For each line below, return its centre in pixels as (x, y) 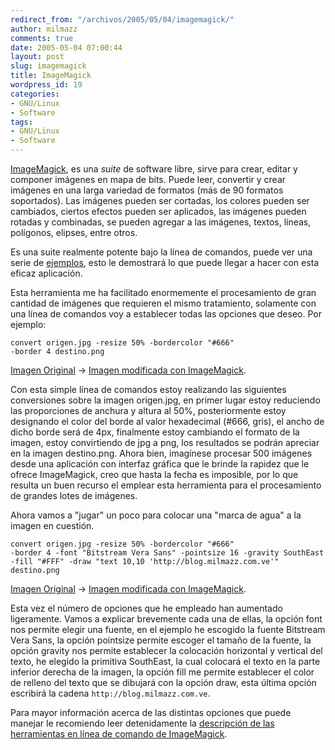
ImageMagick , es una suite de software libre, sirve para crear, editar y (154, 169)
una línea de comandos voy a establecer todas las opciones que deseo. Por (166, 314)
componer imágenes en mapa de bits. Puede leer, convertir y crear (148, 179)
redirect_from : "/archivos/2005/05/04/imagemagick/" (122, 19)
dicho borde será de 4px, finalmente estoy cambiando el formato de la (155, 432)
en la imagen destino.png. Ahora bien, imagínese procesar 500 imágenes (161, 453)
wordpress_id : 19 (46, 85)
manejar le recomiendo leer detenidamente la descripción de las (142, 723)
